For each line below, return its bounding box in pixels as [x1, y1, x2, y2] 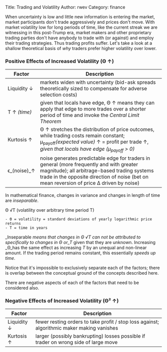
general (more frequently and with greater [40, 161, 138, 168]
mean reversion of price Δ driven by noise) [40, 179, 140, 186]
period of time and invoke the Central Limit [40, 112, 140, 118]
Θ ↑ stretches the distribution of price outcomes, [40, 126, 155, 133]
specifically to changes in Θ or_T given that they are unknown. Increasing [5, 239, 156, 245]
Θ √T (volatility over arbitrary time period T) [5, 207, 94, 213]
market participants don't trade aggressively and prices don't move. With [5, 19, 155, 25]
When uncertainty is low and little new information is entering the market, [5, 14, 155, 19]
